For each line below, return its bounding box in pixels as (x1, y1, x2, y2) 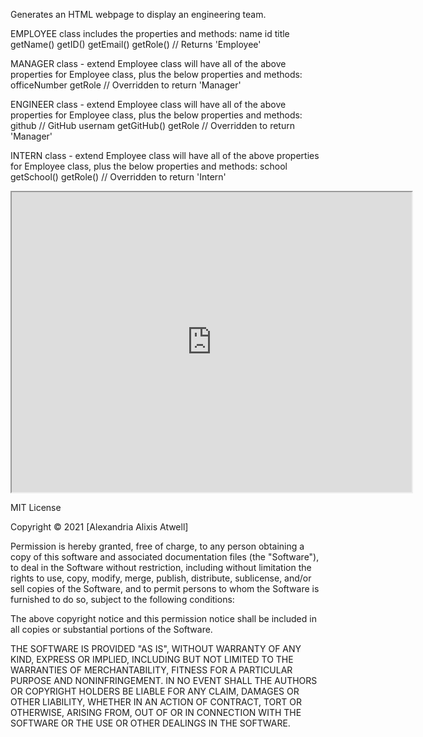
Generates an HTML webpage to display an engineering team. (10, 9, 267, 20)
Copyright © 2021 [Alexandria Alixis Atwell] (10, 521, 189, 533)
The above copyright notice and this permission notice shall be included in (10, 613, 317, 624)
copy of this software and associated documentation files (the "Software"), (10, 551, 320, 563)
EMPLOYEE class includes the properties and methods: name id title (10, 28, 290, 39)
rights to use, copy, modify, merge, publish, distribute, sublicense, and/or (10, 572, 312, 584)
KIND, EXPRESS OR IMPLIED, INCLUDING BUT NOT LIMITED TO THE (10, 654, 294, 665)
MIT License (10, 502, 62, 513)
